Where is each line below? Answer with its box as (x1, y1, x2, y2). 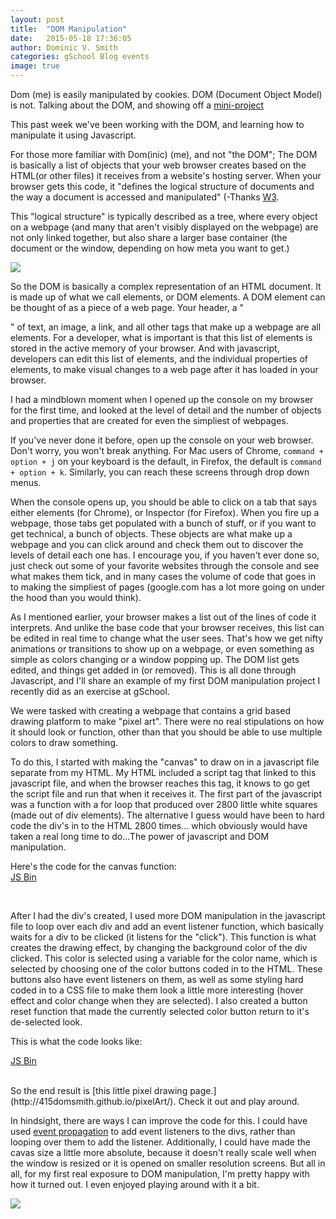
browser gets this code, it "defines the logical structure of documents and (10, 181, 315, 192)
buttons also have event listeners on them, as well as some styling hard (10, 974, 304, 985)
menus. (10, 477, 42, 488)
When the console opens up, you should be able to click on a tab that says (10, 496, 318, 508)
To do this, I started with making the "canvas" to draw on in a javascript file (10, 756, 320, 768)
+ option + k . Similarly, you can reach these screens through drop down (10, 466, 310, 478)
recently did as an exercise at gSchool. (10, 686, 170, 697)
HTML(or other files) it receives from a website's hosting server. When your (10, 170, 322, 181)
